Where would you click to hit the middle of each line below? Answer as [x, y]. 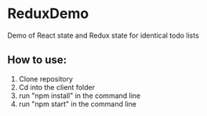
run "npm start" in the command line [77, 103]
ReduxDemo [48, 14]
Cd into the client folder [57, 87]
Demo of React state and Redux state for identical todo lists [103, 35]
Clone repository [46, 78]
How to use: [37, 60]
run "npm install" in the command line [80, 96]
